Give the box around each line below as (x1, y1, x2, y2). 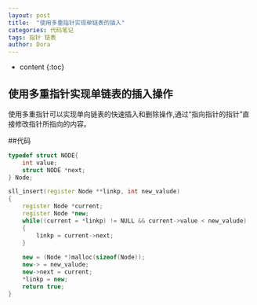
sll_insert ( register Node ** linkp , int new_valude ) (8, 188, 180, 196)
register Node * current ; (22, 202, 103, 211)
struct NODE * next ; (22, 166, 86, 174)
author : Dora (8, 41, 51, 49)
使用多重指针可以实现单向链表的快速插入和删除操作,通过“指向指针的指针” (8, 109, 243, 119)
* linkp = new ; (22, 275, 68, 283)
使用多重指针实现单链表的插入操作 (8, 87, 173, 101)
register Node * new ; (22, 210, 89, 218)
